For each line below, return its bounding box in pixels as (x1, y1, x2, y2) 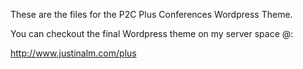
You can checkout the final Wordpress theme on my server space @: (10, 28, 294, 39)
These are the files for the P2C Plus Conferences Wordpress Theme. (10, 9, 293, 20)
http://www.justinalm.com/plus (10, 47, 137, 59)
